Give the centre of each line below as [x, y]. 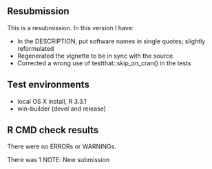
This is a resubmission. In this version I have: [71, 27]
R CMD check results [53, 130]
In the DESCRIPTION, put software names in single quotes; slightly [111, 41]
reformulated [35, 48]
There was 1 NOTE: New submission [59, 160]
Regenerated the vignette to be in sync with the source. [96, 56]
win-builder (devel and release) [62, 109]
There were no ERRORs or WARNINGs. [62, 146]
